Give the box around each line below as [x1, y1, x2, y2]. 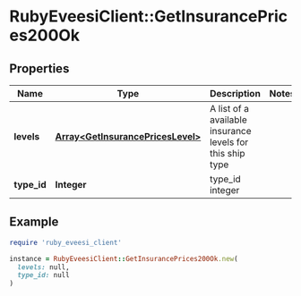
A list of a [209, 103, 249, 114]
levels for [209, 136, 249, 148]
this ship [209, 148, 245, 159]
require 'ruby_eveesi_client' [9, 238, 123, 247]
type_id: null [17, 271, 70, 280]
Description [209, 88, 262, 99]
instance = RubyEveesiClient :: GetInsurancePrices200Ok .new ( [9, 254, 239, 263]
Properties [9, 61, 70, 76]
